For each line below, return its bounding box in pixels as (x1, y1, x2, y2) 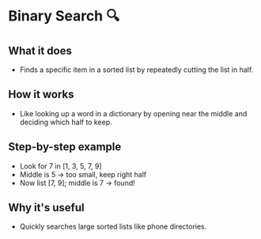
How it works (8, 88, 74, 101)
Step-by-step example (8, 140, 122, 154)
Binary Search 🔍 (8, 7, 120, 25)
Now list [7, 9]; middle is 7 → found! (19, 178, 136, 188)
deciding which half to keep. (19, 117, 112, 127)
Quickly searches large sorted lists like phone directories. (19, 222, 207, 231)
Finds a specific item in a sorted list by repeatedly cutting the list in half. (19, 65, 254, 74)
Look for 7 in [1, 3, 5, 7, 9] (19, 161, 102, 171)
